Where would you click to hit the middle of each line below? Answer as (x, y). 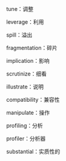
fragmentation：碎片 (32, 48)
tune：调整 (20, 9)
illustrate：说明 (25, 87)
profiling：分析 (25, 126)
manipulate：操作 (28, 113)
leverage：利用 (25, 22)
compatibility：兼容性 (33, 100)
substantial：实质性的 (33, 152)
